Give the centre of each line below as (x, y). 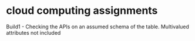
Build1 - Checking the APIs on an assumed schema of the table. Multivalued (98, 27)
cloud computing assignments (82, 11)
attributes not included (33, 32)
